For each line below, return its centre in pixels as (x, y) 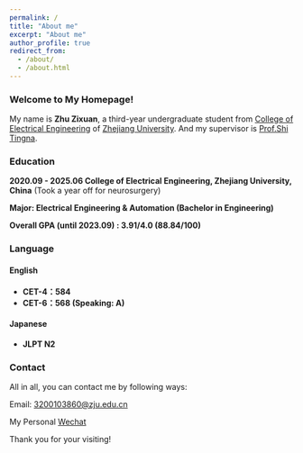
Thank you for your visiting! (60, 439)
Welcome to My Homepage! (71, 99)
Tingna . (23, 138)
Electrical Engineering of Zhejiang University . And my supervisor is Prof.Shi (149, 129)
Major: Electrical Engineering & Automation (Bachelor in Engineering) (142, 208)
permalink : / (34, 18)
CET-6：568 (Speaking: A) (73, 303)
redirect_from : (38, 51)
